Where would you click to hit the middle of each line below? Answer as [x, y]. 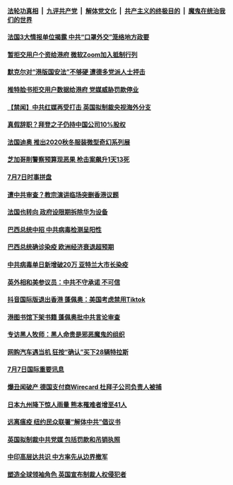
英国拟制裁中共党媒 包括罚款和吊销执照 [64, 439]
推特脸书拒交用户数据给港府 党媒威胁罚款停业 [73, 89]
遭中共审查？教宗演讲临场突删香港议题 [63, 194]
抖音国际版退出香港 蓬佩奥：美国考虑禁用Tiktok [77, 300]
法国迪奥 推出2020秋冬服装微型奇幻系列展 [69, 142]
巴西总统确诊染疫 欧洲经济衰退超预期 [61, 247]
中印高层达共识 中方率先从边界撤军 [58, 457]
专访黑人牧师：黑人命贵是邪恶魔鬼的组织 [66, 334]
